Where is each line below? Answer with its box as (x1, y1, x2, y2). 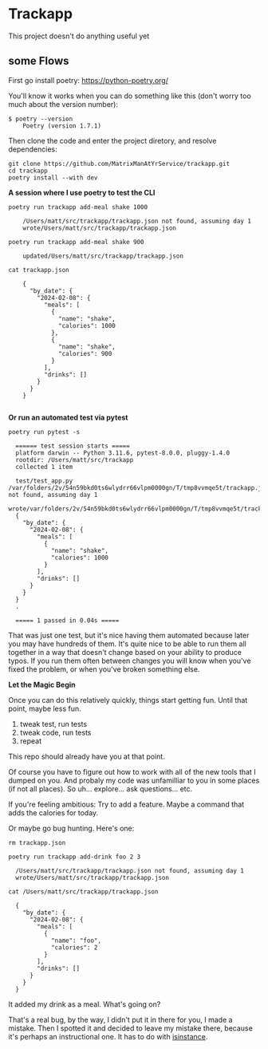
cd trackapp (8, 167, 48, 175)
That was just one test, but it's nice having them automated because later (8, 630, 250, 640)
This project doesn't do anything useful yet (8, 31, 150, 41)
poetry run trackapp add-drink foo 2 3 (8, 853, 141, 861)
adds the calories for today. (8, 807, 99, 818)
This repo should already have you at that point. (8, 751, 165, 761)
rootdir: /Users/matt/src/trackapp (15, 455, 134, 463)
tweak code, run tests (19, 728, 92, 737)
